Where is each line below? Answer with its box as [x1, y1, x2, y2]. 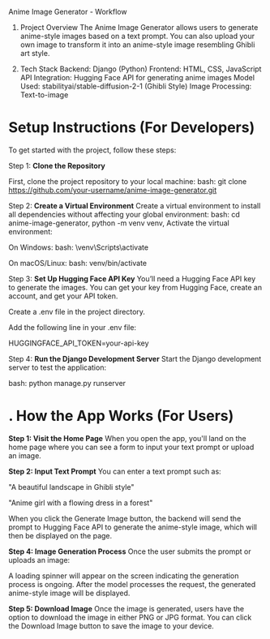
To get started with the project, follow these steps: [8, 145, 177, 155]
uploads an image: [8, 555, 71, 564]
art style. [19, 49, 50, 58]
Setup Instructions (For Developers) [8, 118, 255, 137]
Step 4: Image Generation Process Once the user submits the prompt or [8, 547, 251, 556]
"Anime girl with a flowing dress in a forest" [8, 498, 153, 508]
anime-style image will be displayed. [8, 588, 131, 598]
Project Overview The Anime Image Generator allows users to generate [19, 23, 259, 32]
